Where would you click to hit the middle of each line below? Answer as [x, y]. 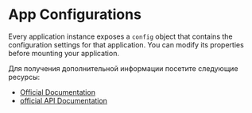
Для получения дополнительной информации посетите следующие [123, 68]
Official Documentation [57, 92]
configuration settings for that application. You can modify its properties [126, 44]
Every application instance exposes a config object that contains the [120, 36]
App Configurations [75, 15]
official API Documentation [63, 100]
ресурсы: [24, 77]
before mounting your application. [64, 53]
